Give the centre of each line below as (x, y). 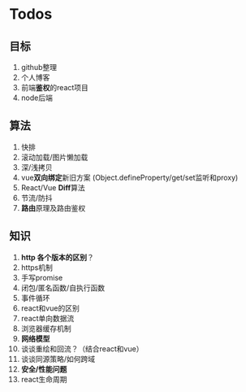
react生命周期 (44, 379)
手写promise (42, 277)
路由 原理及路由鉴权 (53, 207)
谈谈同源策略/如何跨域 (58, 359)
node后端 (37, 98)
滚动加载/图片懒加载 (54, 157)
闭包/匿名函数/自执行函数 (63, 287)
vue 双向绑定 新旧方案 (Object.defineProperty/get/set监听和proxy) (129, 177)
